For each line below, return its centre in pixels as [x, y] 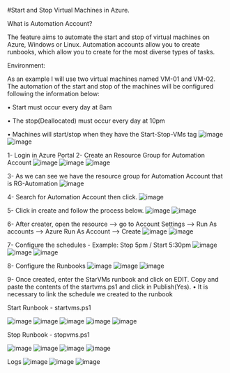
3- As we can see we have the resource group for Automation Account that [115, 176]
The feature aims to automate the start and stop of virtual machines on [109, 37]
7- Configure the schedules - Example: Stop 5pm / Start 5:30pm [99, 245]
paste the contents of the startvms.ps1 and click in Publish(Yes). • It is [108, 287]
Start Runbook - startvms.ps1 [49, 307]
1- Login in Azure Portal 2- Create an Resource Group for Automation [106, 155]
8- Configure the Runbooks [46, 266]
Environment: [26, 65]
